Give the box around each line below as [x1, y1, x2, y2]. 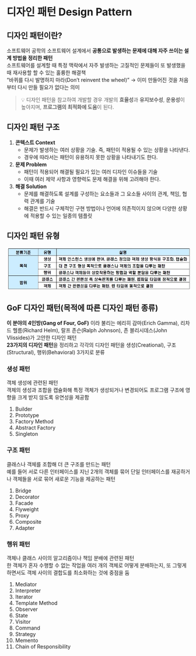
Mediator [15, 581, 37, 588]
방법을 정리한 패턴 [12, 54, 53, 61]
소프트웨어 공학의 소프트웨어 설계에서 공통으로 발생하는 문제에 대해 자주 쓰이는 [6, 47, 183, 54]
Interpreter [15, 587, 41, 594]
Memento [15, 637, 38, 644]
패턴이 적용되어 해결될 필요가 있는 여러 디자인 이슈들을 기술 [23, 168, 158, 175]
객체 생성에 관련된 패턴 [6, 379, 58, 387]
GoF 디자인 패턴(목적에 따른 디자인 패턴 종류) [6, 303, 159, 313]
